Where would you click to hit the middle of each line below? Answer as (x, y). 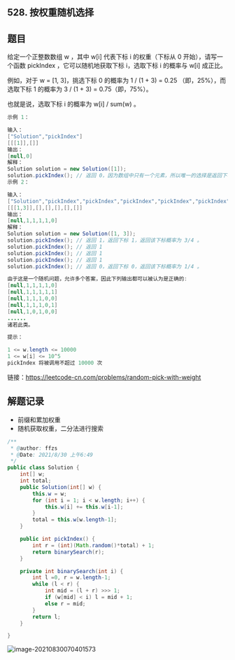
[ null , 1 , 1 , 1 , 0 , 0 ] (33, 299)
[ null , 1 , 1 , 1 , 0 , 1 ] (33, 305)
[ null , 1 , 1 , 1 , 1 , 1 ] (33, 292)
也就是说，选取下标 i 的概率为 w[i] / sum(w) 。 (73, 104)
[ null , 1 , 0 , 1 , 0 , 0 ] (33, 311)
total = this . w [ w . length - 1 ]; (75, 520)
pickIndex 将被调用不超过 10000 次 (55, 363)
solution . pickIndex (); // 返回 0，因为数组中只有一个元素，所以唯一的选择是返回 (115, 176)
